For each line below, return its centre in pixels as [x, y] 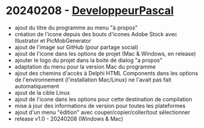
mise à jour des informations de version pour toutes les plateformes [100, 105]
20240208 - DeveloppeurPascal [90, 11]
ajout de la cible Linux [42, 92]
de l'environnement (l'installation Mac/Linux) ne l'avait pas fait [93, 80]
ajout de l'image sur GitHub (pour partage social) [76, 47]
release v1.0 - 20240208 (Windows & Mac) [69, 119]
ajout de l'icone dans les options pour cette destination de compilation [103, 99]
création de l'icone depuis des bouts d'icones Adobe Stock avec [96, 34]
